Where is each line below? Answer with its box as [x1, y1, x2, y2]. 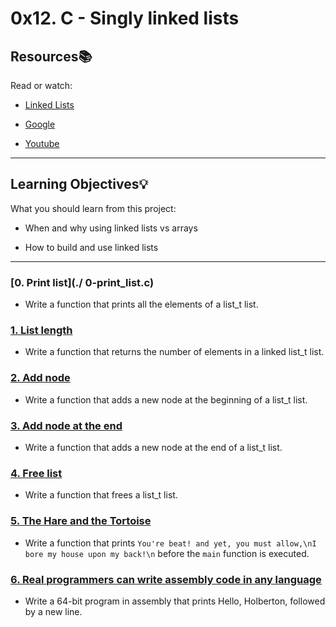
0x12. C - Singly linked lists [10, 7, 240, 30]
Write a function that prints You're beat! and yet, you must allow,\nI [24, 537, 317, 549]
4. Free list [10, 466, 63, 480]
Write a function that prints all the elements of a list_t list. [24, 298, 259, 311]
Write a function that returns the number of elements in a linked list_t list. [24, 346, 325, 358]
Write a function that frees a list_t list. [24, 489, 178, 501]
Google [24, 118, 56, 130]
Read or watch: [10, 80, 73, 91]
